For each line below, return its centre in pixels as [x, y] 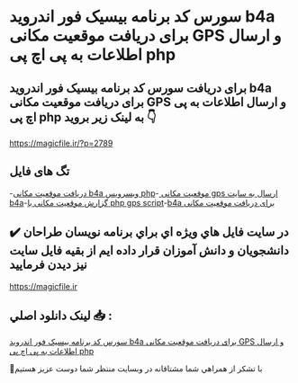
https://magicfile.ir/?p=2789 [61, 143]
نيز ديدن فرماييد [48, 265]
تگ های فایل [40, 171]
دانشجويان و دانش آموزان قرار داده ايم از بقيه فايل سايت [149, 250]
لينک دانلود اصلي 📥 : [61, 316]
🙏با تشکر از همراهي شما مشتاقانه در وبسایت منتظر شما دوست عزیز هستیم [136, 369]
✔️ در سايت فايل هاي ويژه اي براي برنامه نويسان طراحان [149, 232]
